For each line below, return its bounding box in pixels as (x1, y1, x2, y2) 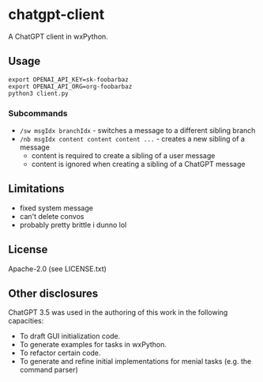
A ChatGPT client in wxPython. (8, 32, 108, 41)
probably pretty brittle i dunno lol (19, 220, 127, 229)
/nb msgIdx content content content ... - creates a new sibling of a (19, 134, 245, 144)
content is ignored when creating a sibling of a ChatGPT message (31, 160, 246, 169)
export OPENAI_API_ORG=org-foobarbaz (8, 82, 133, 90)
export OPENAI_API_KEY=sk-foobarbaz (8, 75, 129, 84)
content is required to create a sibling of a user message (31, 151, 216, 161)
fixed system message (19, 203, 93, 213)
